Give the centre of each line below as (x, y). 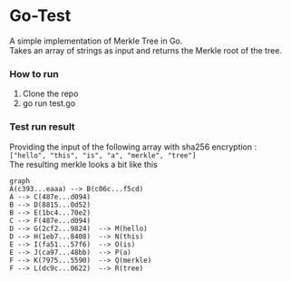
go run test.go (49, 103)
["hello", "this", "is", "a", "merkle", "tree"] (103, 155)
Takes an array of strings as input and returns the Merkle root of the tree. (146, 50)
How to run (34, 73)
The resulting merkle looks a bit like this (84, 164)
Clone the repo (50, 94)
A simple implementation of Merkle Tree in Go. (96, 41)
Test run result (42, 127)
